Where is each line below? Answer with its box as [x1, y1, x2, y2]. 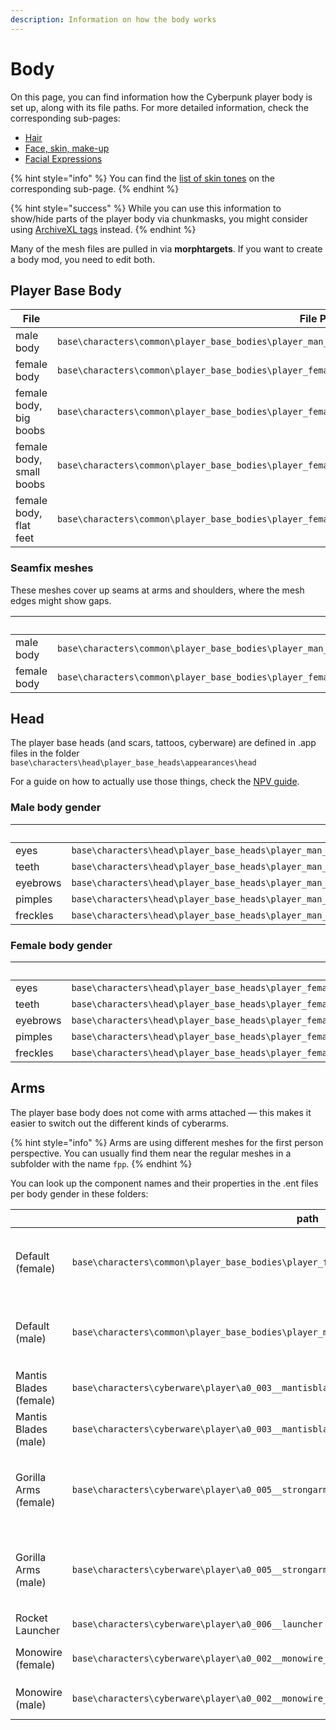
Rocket [15, 1611, 48, 1625]
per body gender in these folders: [10, 1187, 149, 1200]
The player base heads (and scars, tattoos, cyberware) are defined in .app [10, 737, 317, 749]
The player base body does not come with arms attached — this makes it [10, 1106, 312, 1118]
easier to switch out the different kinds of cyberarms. [10, 1117, 230, 1129]
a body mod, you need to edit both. [10, 253, 155, 265]
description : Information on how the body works [10, 14, 217, 25]
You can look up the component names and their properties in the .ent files [10, 1177, 319, 1189]
